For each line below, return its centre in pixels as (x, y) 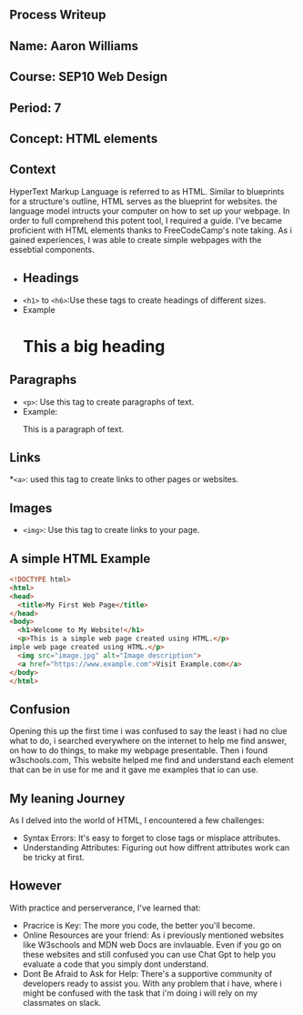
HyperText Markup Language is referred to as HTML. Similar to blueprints (147, 191)
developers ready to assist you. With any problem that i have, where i (152, 983)
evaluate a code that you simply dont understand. (116, 964)
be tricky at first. (53, 858)
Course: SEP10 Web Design (89, 77)
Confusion (40, 709)
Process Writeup (58, 15)
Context (33, 170)
